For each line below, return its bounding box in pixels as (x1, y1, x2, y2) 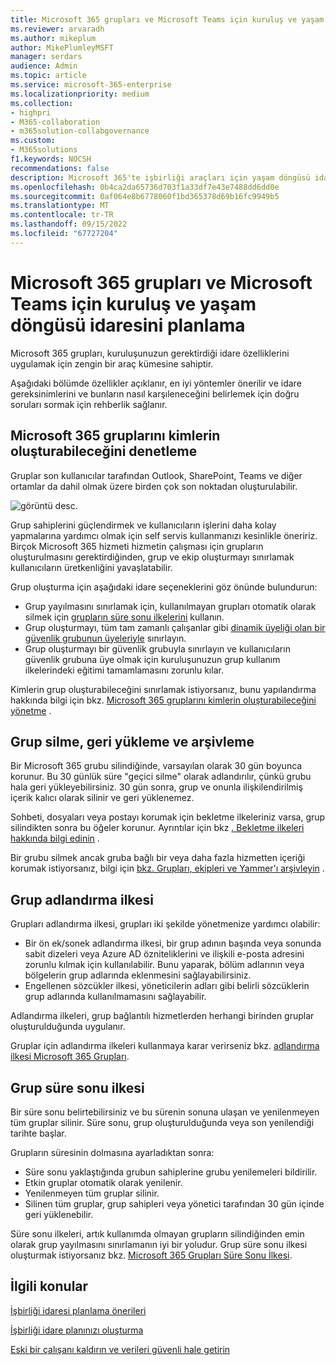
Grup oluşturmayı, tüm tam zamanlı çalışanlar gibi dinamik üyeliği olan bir (24, 621, 326, 633)
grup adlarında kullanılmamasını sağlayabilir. (24, 991, 207, 1003)
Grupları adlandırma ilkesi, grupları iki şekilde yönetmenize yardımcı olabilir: (10, 918, 321, 930)
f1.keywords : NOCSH (10, 154, 92, 164)
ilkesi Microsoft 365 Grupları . (10, 1051, 130, 1063)
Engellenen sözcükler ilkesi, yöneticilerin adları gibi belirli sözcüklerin (24, 980, 310, 992)
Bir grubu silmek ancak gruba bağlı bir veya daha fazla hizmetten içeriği (10, 852, 306, 864)
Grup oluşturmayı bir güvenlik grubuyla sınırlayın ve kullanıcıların (24, 642, 291, 655)
